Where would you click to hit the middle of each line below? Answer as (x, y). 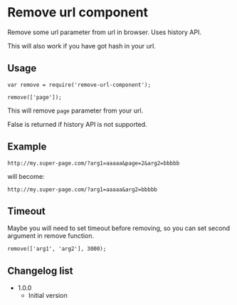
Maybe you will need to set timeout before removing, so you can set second (118, 228)
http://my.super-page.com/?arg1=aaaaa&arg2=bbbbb (83, 190)
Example (27, 147)
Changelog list (40, 270)
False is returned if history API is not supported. (77, 124)
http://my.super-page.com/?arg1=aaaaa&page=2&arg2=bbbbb (94, 163)
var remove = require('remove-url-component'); (79, 85)
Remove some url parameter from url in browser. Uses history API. (104, 32)
